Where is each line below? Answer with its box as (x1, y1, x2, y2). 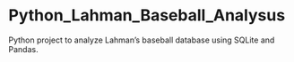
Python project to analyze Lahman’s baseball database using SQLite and (8, 35, 275, 45)
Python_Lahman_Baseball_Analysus (8, 5, 286, 26)
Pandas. (8, 43, 39, 54)
